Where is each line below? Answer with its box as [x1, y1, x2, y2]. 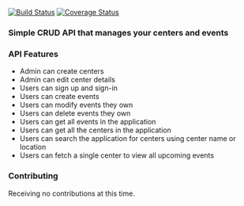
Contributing [8, 170, 58, 181]
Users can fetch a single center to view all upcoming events [19, 151, 215, 160]
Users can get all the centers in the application [19, 125, 171, 135]
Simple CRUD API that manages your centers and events [8, 27, 229, 38]
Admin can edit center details [19, 75, 116, 85]
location [19, 143, 47, 152]
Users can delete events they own [19, 109, 131, 118]
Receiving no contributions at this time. [8, 189, 136, 198]
